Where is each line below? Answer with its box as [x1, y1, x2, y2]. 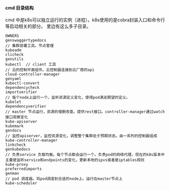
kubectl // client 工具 [5, 62, 56, 67]
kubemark [5, 123, 24, 129]
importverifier [5, 89, 38, 95]
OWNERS [5, 34, 19, 39]
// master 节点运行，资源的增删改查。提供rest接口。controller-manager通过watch [5, 109, 165, 114]
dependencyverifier [5, 104, 47, 109]
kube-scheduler [5, 181, 38, 186]
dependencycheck [5, 85, 40, 90]
